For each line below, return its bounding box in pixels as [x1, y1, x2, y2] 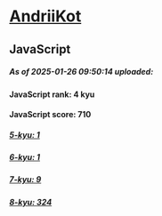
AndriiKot [9, 6, 82, 27]
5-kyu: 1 [9, 129, 40, 140]
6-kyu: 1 [9, 152, 41, 163]
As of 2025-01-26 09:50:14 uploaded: [9, 67, 154, 77]
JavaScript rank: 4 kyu [9, 89, 95, 100]
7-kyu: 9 [9, 174, 42, 185]
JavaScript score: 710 [9, 109, 92, 120]
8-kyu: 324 [9, 196, 53, 207]
